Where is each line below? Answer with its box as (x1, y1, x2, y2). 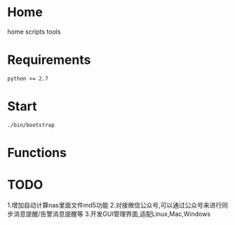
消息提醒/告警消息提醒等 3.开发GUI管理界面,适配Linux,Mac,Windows (13, 210, 211, 218)
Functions (7, 145, 67, 161)
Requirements (7, 52, 91, 68)
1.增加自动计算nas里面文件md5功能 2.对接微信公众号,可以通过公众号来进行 (7, 200, 222, 209)
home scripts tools (7, 27, 61, 36)
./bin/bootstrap (7, 121, 55, 128)
